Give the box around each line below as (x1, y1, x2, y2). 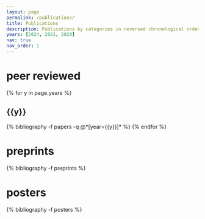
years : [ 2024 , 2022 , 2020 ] (6, 32, 75, 38)
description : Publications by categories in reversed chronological (6, 26, 184, 32)
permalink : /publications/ (6, 15, 75, 21)
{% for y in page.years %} (6, 89, 72, 96)
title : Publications (6, 20, 59, 26)
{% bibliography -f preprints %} (6, 164, 86, 172)
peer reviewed (6, 69, 81, 83)
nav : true (6, 37, 32, 43)
